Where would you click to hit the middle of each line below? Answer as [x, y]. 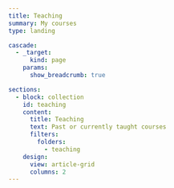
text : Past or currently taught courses [98, 127]
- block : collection [50, 97]
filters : [44, 135]
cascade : [23, 45]
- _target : [34, 53]
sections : [25, 89]
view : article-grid [62, 164]
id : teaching [45, 104]
